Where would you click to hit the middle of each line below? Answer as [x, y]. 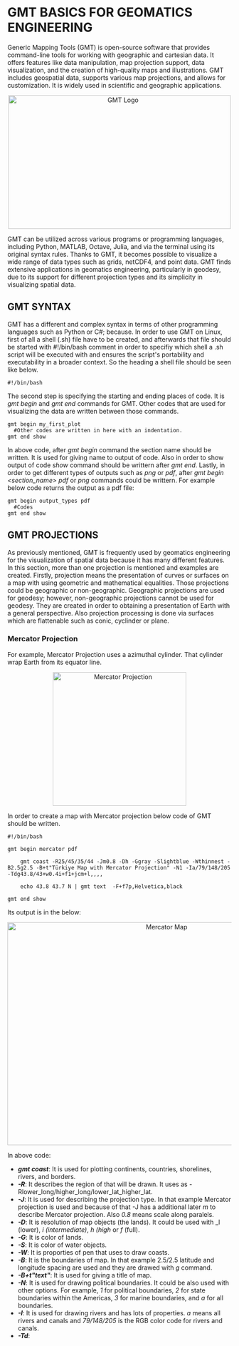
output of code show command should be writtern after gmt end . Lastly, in [116, 465]
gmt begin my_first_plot [44, 424]
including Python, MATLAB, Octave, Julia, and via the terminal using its [111, 246]
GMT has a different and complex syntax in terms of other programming [113, 324]
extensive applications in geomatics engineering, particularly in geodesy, [115, 269]
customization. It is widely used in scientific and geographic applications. [115, 85]
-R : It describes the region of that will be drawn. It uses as [103, 1184]
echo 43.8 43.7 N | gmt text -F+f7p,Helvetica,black [101, 886]
